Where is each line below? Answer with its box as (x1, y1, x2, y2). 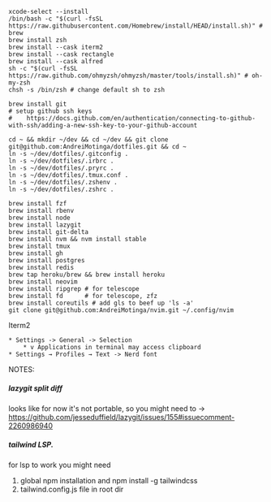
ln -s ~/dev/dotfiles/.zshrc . (8, 185, 114, 193)
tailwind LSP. (8, 439, 54, 449)
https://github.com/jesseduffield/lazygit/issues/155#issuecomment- (8, 412, 235, 422)
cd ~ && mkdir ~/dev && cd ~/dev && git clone (8, 136, 169, 144)
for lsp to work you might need (8, 460, 111, 470)
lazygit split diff (8, 383, 63, 393)
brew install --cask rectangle (8, 50, 114, 58)
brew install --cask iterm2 (8, 43, 104, 51)
